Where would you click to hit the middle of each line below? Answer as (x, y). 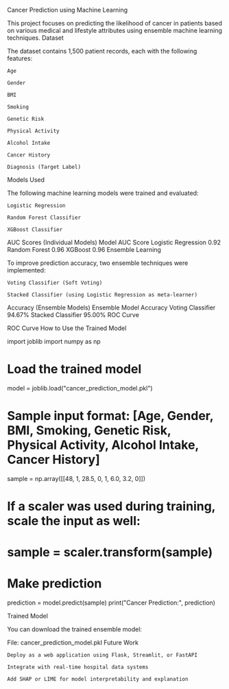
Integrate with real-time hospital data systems (78, 667)
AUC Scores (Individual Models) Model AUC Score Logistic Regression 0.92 (114, 242)
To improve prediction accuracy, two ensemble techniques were (98, 263)
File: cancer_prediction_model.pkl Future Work (73, 643)
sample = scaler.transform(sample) (110, 552)
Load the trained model (74, 369)
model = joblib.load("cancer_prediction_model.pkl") (80, 388)
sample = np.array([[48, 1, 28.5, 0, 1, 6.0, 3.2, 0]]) (76, 478)
